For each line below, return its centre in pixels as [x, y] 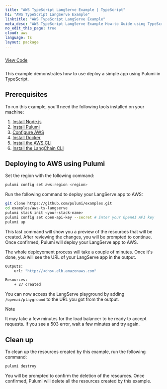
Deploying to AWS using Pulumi [55, 163]
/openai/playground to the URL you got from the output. [62, 299]
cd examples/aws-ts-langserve [37, 208]
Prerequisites [26, 95]
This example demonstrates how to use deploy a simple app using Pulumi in [83, 73]
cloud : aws [16, 33]
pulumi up [15, 222]
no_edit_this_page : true [31, 28]
